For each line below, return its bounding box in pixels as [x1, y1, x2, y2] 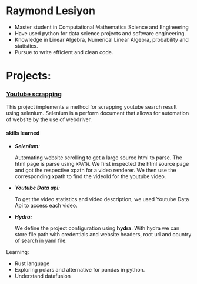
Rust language [14, 260, 50, 267]
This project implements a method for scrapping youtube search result [6, 103, 178, 111]
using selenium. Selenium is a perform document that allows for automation [6, 110, 189, 117]
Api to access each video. [14, 202, 78, 209]
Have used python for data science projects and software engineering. [14, 29, 186, 36]
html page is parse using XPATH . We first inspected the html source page [14, 160, 189, 167]
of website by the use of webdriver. [6, 116, 92, 123]
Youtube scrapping [6, 90, 62, 98]
